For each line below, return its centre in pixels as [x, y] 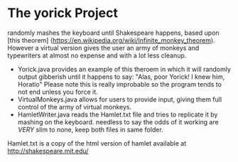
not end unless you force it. [58, 92]
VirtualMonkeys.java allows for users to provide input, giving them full [120, 99]
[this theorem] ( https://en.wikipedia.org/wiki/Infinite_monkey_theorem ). [111, 40]
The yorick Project [63, 13]
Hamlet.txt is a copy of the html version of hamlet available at [97, 143]
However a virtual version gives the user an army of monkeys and [103, 48]
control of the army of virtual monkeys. [75, 107]
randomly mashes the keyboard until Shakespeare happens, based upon [113, 33]
